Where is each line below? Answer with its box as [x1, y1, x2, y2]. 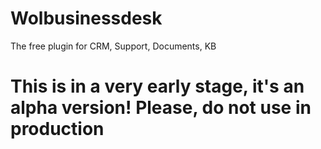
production [10, 118, 105, 141]
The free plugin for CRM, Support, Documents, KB [10, 40, 217, 52]
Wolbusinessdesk [10, 7, 163, 30]
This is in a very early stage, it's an [10, 75, 305, 98]
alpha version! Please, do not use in [10, 97, 312, 119]
